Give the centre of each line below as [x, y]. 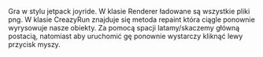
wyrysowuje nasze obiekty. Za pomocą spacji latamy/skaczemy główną [124, 28]
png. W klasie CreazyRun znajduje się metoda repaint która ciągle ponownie [132, 20]
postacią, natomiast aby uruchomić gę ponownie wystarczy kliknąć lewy [126, 36]
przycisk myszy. [34, 45]
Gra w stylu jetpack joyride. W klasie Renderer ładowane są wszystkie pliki [129, 11]
